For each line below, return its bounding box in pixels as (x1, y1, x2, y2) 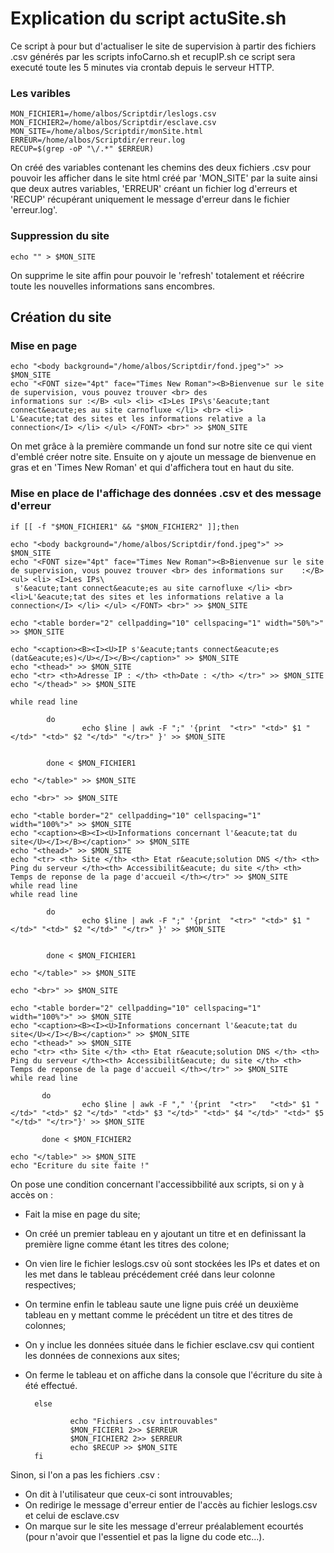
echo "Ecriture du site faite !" (10, 1160, 150, 1171)
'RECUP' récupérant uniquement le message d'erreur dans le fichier (10, 193, 290, 206)
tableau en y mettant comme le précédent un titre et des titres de (24, 1308, 293, 1321)
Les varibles (10, 86, 71, 100)
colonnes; (24, 1319, 67, 1331)
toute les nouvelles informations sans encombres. (10, 280, 216, 292)
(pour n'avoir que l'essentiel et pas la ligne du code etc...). (24, 1530, 265, 1542)
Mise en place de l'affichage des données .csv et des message (10, 487, 322, 501)
